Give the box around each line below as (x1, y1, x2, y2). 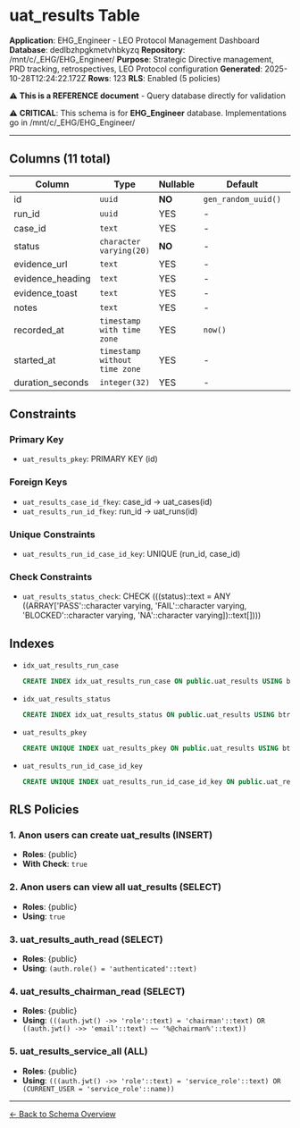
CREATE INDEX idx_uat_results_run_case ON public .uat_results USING (21, 677, 283, 686)
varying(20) (99, 245, 150, 256)
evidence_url (13, 257, 68, 270)
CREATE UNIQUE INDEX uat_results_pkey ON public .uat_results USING (21, 744, 279, 753)
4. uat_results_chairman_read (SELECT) (9, 985, 186, 998)
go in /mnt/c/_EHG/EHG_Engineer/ (9, 117, 136, 128)
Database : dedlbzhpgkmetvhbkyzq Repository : (9, 44, 186, 55)
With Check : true (21, 859, 87, 870)
